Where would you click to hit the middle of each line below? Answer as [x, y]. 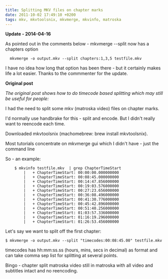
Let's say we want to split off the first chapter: [53, 231]
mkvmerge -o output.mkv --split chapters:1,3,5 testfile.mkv [76, 59]
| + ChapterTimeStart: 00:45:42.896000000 [71, 204]
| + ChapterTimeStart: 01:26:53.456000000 [71, 222]
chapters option [22, 49]
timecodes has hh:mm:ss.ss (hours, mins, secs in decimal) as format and [81, 250]
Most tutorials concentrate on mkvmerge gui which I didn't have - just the [82, 144]
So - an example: [23, 159]
